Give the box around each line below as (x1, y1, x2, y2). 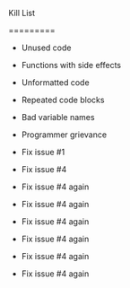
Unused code (21, 42, 72, 53)
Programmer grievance (21, 129, 108, 140)
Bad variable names (21, 112, 95, 122)
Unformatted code (21, 77, 91, 88)
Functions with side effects (21, 60, 122, 70)
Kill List (8, 8, 36, 18)
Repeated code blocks (21, 94, 105, 105)
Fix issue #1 (21, 147, 65, 157)
